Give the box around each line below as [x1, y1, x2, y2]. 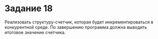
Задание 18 [4, 3, 53, 14]
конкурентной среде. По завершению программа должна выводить [4, 24, 147, 30]
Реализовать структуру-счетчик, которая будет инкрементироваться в [4, 19, 154, 25]
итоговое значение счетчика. [4, 29, 66, 35]
